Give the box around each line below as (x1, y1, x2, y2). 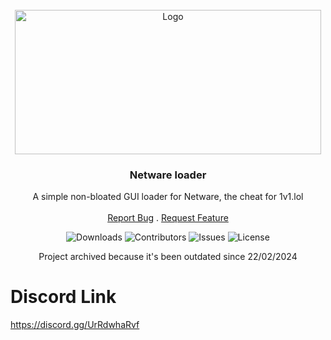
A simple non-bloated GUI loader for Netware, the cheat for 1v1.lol (32, 191, 304, 203)
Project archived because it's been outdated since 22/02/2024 (38, 251, 298, 263)
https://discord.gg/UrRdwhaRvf (10, 319, 140, 331)
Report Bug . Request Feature (107, 212, 229, 224)
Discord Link (10, 286, 117, 308)
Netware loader (129, 168, 207, 182)
